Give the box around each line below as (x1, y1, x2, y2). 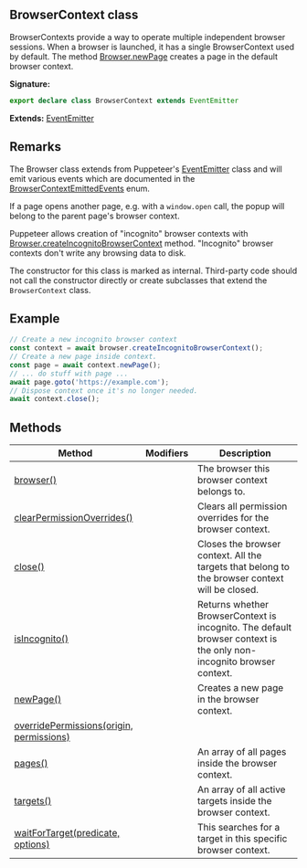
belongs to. (197, 485, 246, 498)
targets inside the (197, 795, 272, 808)
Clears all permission (197, 500, 288, 513)
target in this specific (197, 832, 288, 845)
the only (197, 644, 233, 657)
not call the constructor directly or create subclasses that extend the (9, 274, 268, 286)
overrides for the (197, 512, 270, 524)
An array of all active (197, 783, 286, 796)
